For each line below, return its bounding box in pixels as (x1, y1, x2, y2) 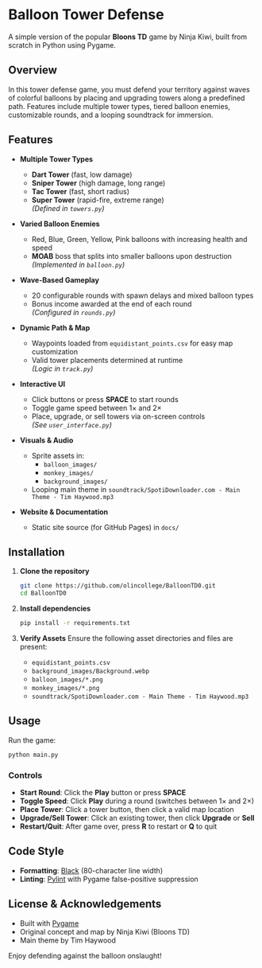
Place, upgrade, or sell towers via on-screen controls (31, 412, 206, 421)
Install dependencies (19, 603, 91, 614)
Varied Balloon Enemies (19, 219, 101, 228)
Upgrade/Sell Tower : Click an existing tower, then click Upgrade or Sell (19, 813, 255, 822)
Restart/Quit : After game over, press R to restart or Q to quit (19, 822, 218, 831)
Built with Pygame (19, 918, 79, 928)
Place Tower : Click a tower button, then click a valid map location (19, 804, 234, 814)
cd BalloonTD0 (19, 589, 67, 598)
